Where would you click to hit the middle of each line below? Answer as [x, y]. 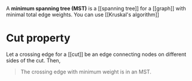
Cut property [38, 38]
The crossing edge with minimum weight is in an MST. [86, 72]
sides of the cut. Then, [33, 60]
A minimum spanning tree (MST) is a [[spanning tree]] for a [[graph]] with [96, 8]
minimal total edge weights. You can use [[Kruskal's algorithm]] [83, 15]
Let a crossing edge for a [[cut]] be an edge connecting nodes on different [96, 54]
